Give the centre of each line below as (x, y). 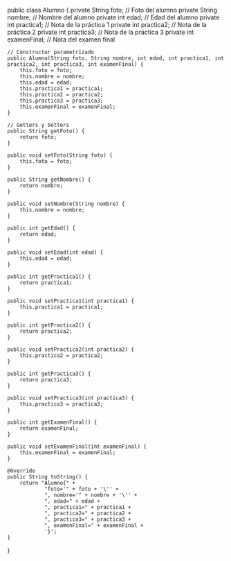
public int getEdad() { (41, 228)
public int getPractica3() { (49, 374)
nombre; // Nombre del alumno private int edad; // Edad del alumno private (113, 17)
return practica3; (46, 380)
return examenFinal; (49, 429)
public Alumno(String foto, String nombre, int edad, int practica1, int (116, 58)
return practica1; (46, 283)
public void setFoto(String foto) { (60, 155)
